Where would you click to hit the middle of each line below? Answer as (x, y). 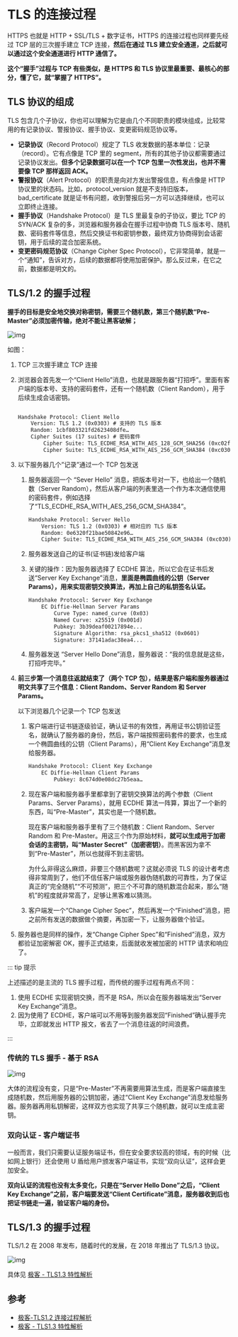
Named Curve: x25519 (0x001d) (98, 620)
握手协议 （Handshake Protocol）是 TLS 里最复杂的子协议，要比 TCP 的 (121, 215)
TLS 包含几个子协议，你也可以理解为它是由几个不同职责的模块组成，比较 (113, 120)
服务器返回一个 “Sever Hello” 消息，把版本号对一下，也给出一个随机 (127, 480)
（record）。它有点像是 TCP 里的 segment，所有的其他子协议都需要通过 (122, 153)
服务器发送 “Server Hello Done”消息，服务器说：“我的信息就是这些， (128, 654)
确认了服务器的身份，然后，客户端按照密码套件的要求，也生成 (137, 735)
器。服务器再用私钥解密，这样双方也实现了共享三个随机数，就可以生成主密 (116, 1106)
